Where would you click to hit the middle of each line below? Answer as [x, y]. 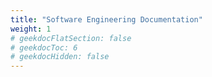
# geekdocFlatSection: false [71, 38]
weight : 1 [31, 29]
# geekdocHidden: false [60, 57]
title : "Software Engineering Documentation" [106, 19]
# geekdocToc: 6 [44, 47]
